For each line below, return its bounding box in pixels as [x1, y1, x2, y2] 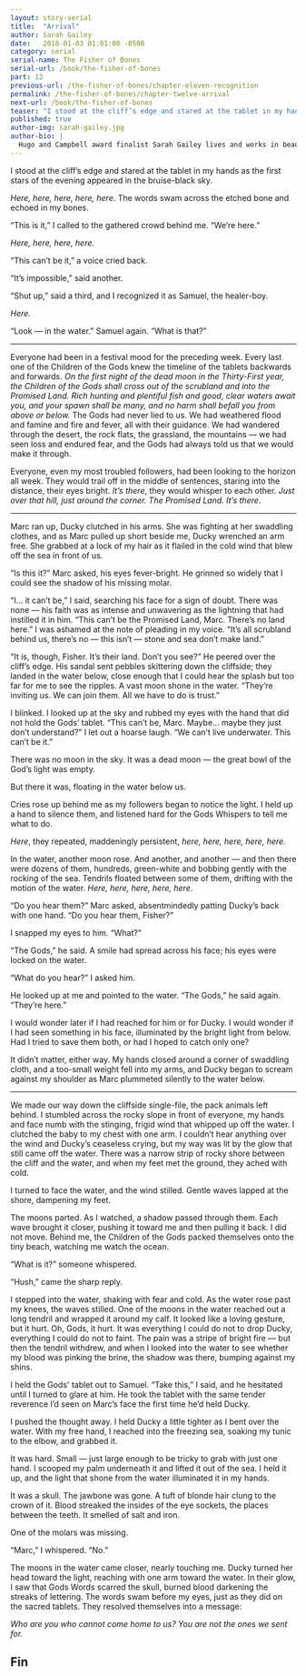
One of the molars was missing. [10, 1527, 129, 1538]
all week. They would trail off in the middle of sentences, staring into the [10, 475, 281, 487]
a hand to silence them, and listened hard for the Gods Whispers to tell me [10, 808, 289, 819]
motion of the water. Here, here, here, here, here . [10, 882, 193, 893]
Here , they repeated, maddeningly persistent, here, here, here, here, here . [10, 836, 287, 847]
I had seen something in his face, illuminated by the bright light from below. [10, 1027, 291, 1038]
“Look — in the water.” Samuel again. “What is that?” [10, 325, 207, 336]
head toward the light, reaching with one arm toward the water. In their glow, [10, 1571, 296, 1582]
